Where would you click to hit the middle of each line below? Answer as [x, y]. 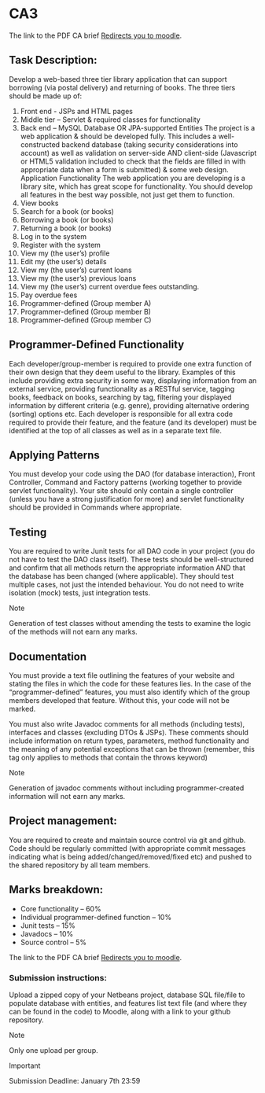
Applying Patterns [55, 455]
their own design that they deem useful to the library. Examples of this [122, 372]
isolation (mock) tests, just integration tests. [80, 593]
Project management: [63, 821]
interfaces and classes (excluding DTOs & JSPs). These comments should [129, 732]
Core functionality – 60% [61, 908]
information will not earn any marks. [67, 796]
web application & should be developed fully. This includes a [118, 136]
